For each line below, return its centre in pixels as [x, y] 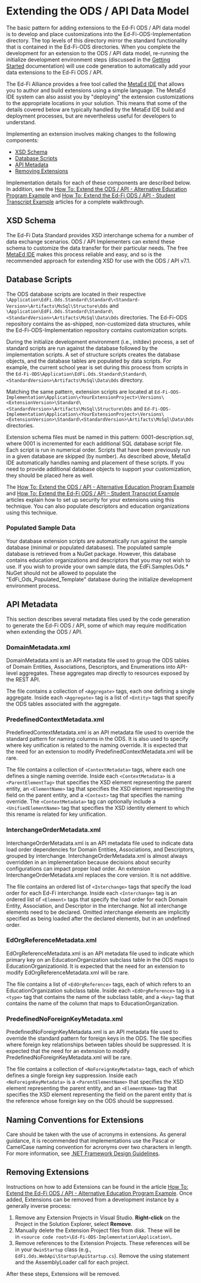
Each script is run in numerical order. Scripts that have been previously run [98, 450]
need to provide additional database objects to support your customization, [99, 469]
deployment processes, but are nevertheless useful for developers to [91, 116]
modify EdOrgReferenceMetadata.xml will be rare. [68, 972]
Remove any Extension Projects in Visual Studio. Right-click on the [98, 1218]
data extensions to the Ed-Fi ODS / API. [55, 72]
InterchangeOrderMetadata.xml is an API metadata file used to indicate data [100, 843]
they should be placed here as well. [50, 475]
